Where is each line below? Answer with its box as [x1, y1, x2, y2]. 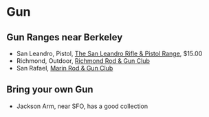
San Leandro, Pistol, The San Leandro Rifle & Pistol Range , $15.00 [16, 49, 203, 57]
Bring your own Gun [6, 83, 93, 96]
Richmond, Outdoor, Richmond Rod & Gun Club [16, 57, 151, 65]
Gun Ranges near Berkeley [6, 31, 123, 43]
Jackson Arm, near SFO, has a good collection [16, 102, 148, 110]
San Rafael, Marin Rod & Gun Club [16, 64, 113, 72]
